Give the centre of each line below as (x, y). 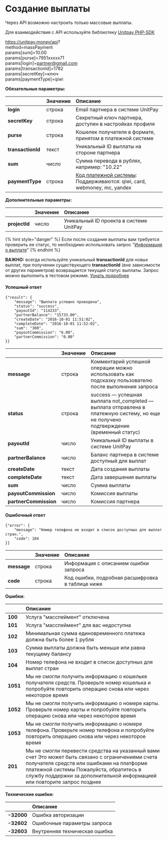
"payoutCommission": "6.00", (44, 333)
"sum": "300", (29, 328)
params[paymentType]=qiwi (34, 79)
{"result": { (19, 298)
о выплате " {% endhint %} (33, 250)
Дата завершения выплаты (123, 477)
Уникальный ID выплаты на (108, 146)
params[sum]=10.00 (26, 52)
